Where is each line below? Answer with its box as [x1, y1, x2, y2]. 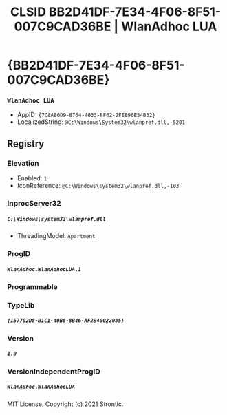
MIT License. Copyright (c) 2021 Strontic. [7, 400, 124, 408]
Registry [7, 138, 45, 149]
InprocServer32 [7, 199, 62, 209]
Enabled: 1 [17, 174, 47, 182]
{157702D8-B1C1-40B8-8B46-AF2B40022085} [7, 317, 125, 324]
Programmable [7, 281, 58, 291]
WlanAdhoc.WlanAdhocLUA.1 [7, 266, 81, 273]
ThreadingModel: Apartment [17, 232, 96, 240]
